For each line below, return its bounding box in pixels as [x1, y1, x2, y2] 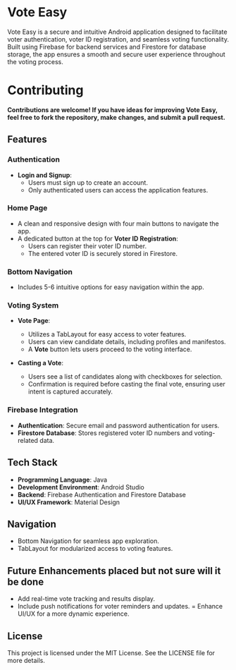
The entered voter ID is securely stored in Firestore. [27, 249, 178, 257]
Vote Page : [17, 317, 51, 325]
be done [7, 575, 44, 587]
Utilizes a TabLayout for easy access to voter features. [27, 330, 187, 339]
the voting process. [7, 57, 63, 66]
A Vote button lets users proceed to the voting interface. [27, 345, 192, 353]
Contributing [7, 83, 84, 99]
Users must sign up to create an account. [27, 178, 148, 187]
